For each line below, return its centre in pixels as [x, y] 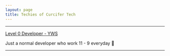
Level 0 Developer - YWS [32, 33]
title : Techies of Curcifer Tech [40, 14]
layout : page [19, 10]
